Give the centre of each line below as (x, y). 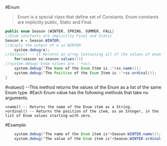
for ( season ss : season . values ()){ (49, 59)
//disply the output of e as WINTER (43, 45)
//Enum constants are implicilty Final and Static (59, 36)
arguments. (17, 98)
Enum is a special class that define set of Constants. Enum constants (88, 17)
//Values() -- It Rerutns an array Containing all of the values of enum (83, 54)
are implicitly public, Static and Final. (55, 22)
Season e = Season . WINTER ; (33, 40)
